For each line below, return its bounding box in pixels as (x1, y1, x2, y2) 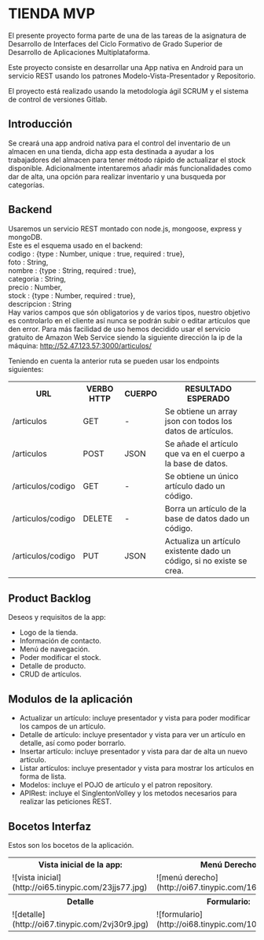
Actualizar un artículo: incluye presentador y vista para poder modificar (19, 713, 251, 723)
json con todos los (164, 415, 233, 426)
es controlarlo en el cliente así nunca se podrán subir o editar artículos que (8, 315, 251, 325)
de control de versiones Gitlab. (8, 94, 108, 104)
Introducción (8, 117, 73, 131)
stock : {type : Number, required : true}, (8, 290, 136, 300)
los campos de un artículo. (19, 721, 106, 732)
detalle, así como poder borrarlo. (19, 739, 126, 748)
